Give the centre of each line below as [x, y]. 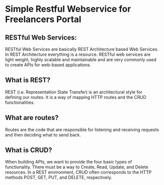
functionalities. [20, 102]
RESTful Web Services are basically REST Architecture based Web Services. [82, 49]
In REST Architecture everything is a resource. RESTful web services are [78, 54]
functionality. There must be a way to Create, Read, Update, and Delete [77, 167]
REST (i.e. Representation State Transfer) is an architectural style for [74, 92]
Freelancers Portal [43, 19]
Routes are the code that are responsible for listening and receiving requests [82, 129]
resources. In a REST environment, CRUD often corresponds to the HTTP [78, 172]
